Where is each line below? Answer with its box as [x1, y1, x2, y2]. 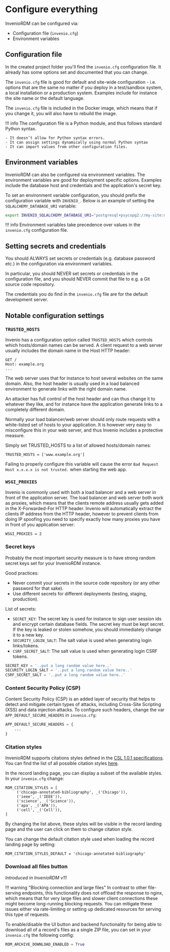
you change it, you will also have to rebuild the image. [5, 110, 117, 116]
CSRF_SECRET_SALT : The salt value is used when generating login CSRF [12, 648, 158, 654]
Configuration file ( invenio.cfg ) [12, 30, 78, 36]
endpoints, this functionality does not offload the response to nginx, [22, 890, 163, 896]
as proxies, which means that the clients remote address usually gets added [5, 500, 164, 506]
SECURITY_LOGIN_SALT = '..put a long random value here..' [5, 668, 133, 673]
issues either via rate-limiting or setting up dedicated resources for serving [5, 906, 161, 912]
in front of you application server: [5, 521, 75, 528]
